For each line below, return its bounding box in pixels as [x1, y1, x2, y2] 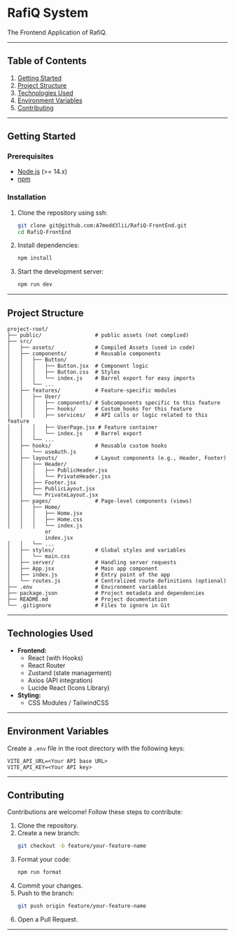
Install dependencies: [17, 241, 80, 250]
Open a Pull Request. [17, 915, 78, 924]
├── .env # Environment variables [7, 584, 168, 591]
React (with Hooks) [27, 653, 84, 662]
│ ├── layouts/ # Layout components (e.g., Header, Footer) [7, 455, 227, 462]
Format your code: [17, 855, 71, 864]
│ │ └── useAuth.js [7, 448, 77, 456]
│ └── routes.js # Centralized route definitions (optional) [7, 578, 227, 585]
